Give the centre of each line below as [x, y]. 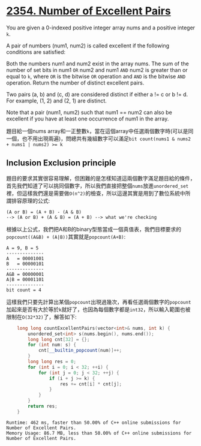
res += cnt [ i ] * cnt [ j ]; [91, 384]
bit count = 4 [24, 290]
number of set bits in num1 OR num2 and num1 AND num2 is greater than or [97, 70]
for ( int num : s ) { [52, 345]
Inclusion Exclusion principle [61, 163]
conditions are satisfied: [36, 52]
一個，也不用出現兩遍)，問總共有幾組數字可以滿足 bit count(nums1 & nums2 [98, 138]
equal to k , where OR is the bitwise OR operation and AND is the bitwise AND [96, 76]
